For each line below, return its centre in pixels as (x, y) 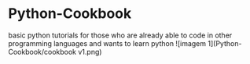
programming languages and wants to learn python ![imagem (107, 43)
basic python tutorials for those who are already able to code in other (120, 35)
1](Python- (225, 43)
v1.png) (90, 52)
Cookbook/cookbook (42, 52)
